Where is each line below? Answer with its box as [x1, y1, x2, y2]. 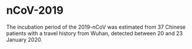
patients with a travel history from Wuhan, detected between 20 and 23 [6, 29, 183, 36]
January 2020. [6, 36, 43, 43]
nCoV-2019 [6, 4, 64, 17]
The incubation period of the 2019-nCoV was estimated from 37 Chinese [6, 23, 186, 30]
